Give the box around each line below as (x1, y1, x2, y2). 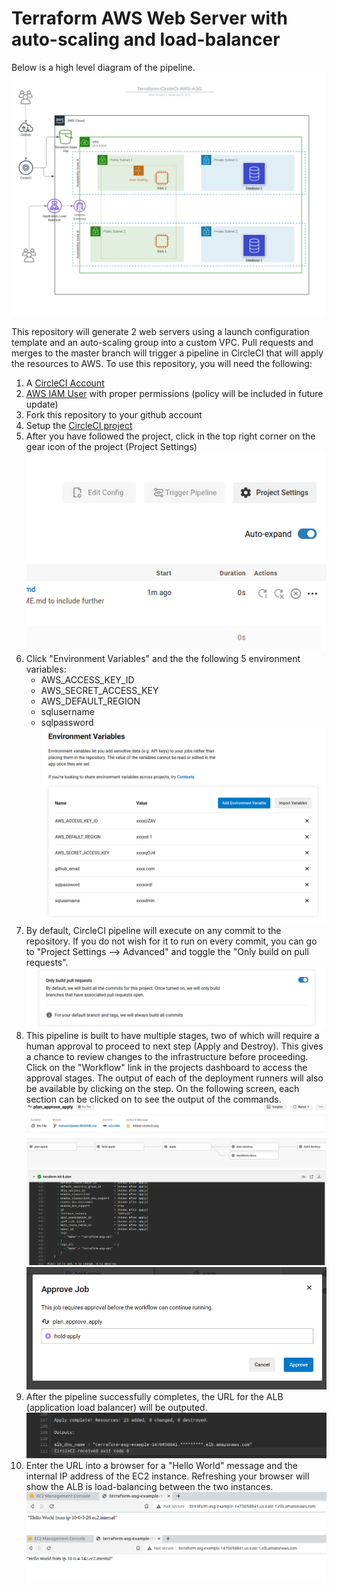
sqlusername (40, 706, 95, 718)
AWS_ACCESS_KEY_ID (40, 674, 135, 686)
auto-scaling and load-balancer (11, 28, 281, 51)
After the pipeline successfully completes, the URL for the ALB (25, 1390, 284, 1402)
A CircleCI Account (25, 377, 105, 389)
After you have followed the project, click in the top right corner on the (25, 430, 316, 442)
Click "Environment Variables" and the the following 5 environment (25, 653, 301, 665)
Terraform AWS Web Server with (11, 7, 288, 30)
